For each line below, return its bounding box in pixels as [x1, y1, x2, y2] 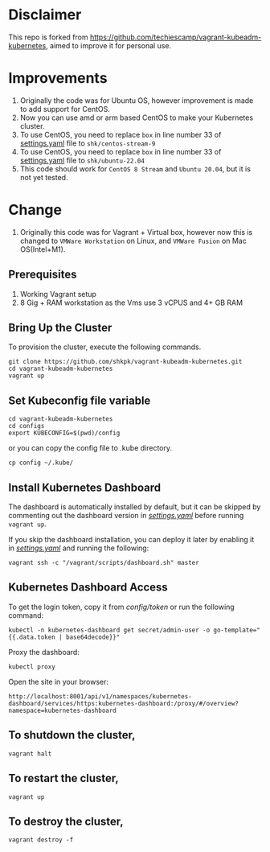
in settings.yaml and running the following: [8, 543, 149, 553]
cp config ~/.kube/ [8, 459, 74, 467]
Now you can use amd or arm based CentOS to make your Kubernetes [19, 113, 254, 122]
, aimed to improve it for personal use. [45, 40, 172, 50]
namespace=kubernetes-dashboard [8, 706, 117, 714]
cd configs [8, 422, 45, 430]
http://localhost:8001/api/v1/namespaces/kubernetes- [8, 692, 193, 701]
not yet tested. [19, 172, 68, 182]
